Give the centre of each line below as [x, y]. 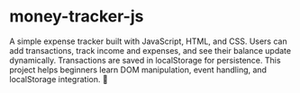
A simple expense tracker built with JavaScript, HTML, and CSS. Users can [148, 41]
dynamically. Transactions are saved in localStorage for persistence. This [145, 60]
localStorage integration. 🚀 [59, 79]
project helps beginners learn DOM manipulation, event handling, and [138, 70]
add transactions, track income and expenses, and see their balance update [150, 50]
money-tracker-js [77, 17]
